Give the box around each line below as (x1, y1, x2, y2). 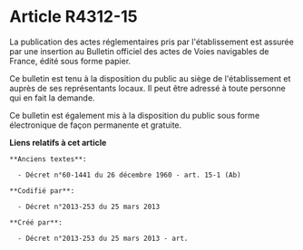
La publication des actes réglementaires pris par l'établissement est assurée (9, 36, 295, 47)
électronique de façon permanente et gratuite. (9, 120, 182, 130)
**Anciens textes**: (9, 154, 88, 164)
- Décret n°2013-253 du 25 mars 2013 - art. (17, 234, 189, 243)
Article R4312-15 (9, 6, 138, 27)
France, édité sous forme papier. (9, 55, 132, 66)
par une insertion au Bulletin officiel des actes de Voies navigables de (9, 45, 269, 56)
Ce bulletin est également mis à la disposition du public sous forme (9, 110, 260, 120)
